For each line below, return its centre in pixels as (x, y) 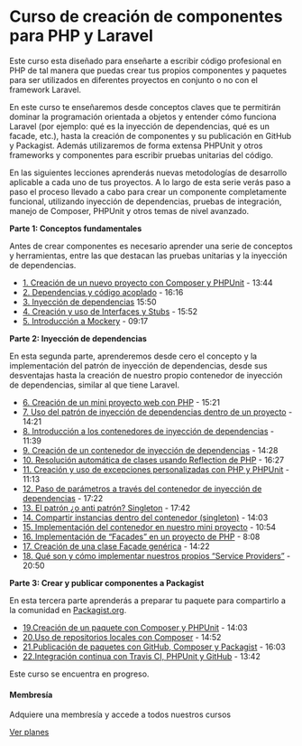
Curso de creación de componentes (146, 17)
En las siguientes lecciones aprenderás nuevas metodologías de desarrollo (148, 173)
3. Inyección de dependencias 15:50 (89, 302)
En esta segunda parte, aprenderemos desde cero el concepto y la (133, 356)
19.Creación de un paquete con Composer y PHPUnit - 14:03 (135, 627)
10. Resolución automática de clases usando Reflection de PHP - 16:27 (153, 460)
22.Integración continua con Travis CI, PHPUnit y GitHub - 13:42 (142, 656)
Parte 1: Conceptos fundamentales (76, 228)
